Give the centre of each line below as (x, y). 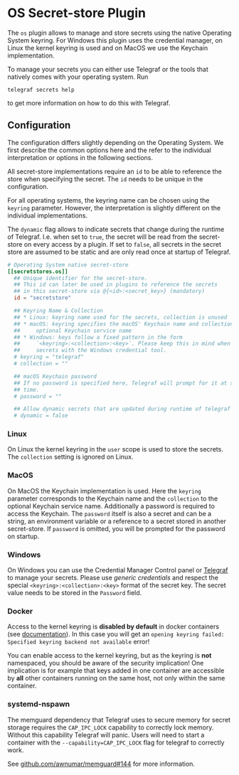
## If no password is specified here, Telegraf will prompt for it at (121, 383)
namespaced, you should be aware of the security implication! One (106, 663)
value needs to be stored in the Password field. (75, 593)
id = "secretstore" (43, 298)
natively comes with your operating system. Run (78, 77)
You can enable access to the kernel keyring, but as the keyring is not (110, 656)
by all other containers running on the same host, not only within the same (116, 678)
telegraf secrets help (41, 90)
